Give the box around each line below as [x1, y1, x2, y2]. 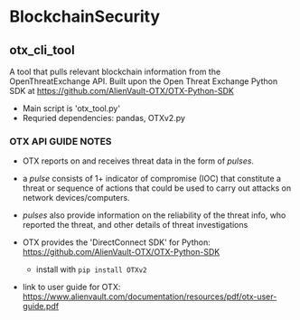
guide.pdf [22, 301, 60, 312]
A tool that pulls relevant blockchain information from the [9, 66, 221, 77]
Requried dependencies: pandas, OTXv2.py [22, 113, 185, 123]
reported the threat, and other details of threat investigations [22, 220, 248, 231]
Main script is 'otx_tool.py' [22, 103, 120, 114]
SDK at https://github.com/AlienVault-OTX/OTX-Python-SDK [9, 86, 235, 96]
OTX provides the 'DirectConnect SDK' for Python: [22, 237, 211, 248]
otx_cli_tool [9, 42, 75, 58]
